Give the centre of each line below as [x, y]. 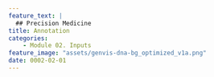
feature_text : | [35, 16]
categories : [28, 38]
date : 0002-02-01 [37, 61]
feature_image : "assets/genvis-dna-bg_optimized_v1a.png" [107, 53]
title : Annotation [39, 30]
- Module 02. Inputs [57, 46]
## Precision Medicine [53, 23]
